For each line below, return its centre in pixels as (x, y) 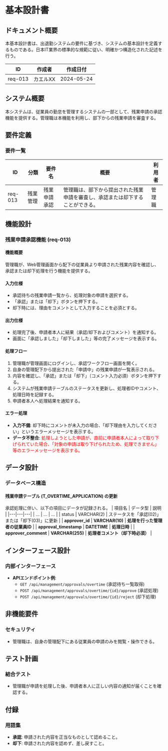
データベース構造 (26, 483)
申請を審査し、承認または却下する (103, 197)
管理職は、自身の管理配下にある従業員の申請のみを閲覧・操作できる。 (85, 641)
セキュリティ (20, 630)
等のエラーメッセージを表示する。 (47, 450)
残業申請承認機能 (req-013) (38, 240)
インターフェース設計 (38, 550)
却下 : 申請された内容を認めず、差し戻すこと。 (59, 743)
